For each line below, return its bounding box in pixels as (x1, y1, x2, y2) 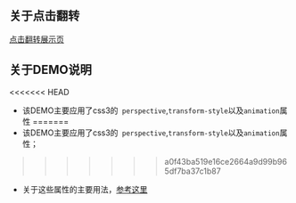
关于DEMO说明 (9, 62, 92, 77)
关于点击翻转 (9, 8, 80, 24)
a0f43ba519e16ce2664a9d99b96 (164, 156, 288, 166)
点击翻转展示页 (9, 34, 64, 45)
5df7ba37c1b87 (164, 166, 221, 176)
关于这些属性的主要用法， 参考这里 (21, 183, 148, 194)
